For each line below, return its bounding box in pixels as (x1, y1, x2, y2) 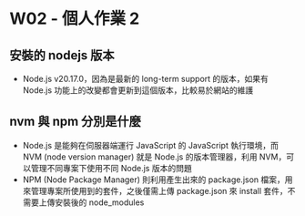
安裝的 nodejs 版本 (9, 47, 116, 63)
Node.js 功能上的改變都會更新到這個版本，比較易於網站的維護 (22, 85, 254, 96)
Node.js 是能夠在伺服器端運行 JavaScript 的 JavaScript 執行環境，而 (22, 139, 280, 150)
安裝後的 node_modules (54, 197, 145, 208)
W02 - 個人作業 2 (9, 8, 140, 29)
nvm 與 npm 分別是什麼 (9, 114, 141, 129)
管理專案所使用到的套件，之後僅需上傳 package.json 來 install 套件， (30, 185, 289, 196)
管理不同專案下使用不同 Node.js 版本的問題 (30, 162, 193, 173)
